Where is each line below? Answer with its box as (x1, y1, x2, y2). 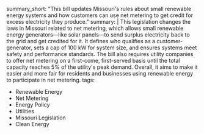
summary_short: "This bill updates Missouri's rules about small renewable (6, 5, 192, 12)
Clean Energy (15, 121, 50, 127)
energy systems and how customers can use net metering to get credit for (6, 12, 194, 19)
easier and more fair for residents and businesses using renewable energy (6, 70, 194, 77)
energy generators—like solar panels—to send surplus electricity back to (6, 31, 191, 38)
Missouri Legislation (15, 114, 66, 121)
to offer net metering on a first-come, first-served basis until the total (6, 57, 180, 64)
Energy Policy (15, 101, 50, 108)
